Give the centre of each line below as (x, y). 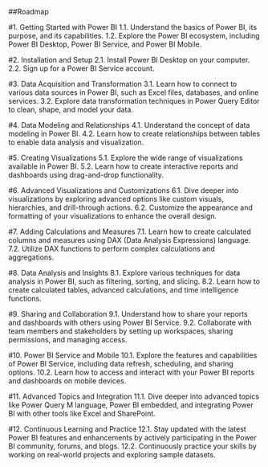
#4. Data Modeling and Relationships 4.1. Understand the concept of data (129, 125)
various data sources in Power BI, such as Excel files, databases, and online (134, 92)
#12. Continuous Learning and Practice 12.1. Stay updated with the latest (127, 429)
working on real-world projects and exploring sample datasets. (112, 455)
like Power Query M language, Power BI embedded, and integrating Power (131, 405)
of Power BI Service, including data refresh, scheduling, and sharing (121, 364)
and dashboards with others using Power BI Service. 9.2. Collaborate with (130, 322)
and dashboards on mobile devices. (67, 381)
